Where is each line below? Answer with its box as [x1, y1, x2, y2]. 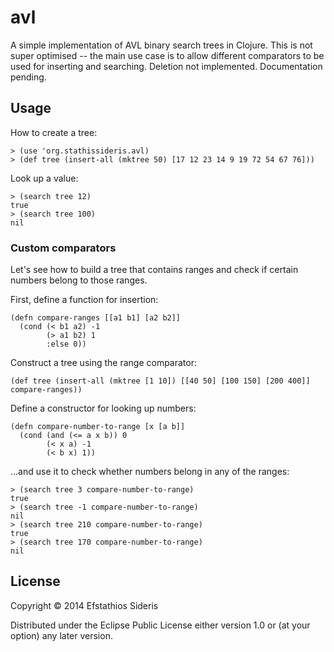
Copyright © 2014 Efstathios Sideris [10, 599, 159, 611]
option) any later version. [10, 629, 113, 641]
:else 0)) [46, 339, 87, 350]
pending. [10, 71, 47, 83]
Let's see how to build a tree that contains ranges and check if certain [10, 264, 299, 276]
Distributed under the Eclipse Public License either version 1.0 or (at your [10, 619, 311, 631]
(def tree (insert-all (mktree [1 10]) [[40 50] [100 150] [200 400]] [10, 376, 311, 386]
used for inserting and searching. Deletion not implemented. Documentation [10, 60, 323, 72]
